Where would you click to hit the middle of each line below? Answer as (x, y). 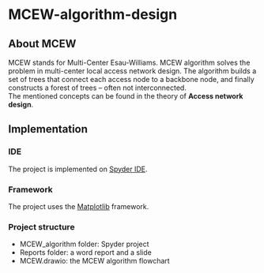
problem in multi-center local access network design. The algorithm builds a (132, 71)
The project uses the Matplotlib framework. (79, 206)
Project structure (41, 226)
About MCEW (42, 44)
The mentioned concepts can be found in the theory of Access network (126, 96)
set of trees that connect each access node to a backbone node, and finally (131, 79)
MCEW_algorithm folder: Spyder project (84, 244)
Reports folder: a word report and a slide (85, 252)
